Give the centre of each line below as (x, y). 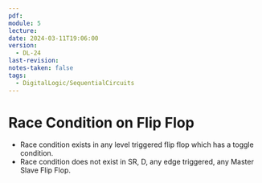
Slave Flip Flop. (45, 170)
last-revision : (34, 61)
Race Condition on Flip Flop (101, 122)
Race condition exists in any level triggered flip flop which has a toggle (137, 144)
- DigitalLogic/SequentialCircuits (75, 83)
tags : (17, 75)
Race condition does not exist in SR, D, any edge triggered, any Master (137, 162)
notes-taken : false (41, 68)
